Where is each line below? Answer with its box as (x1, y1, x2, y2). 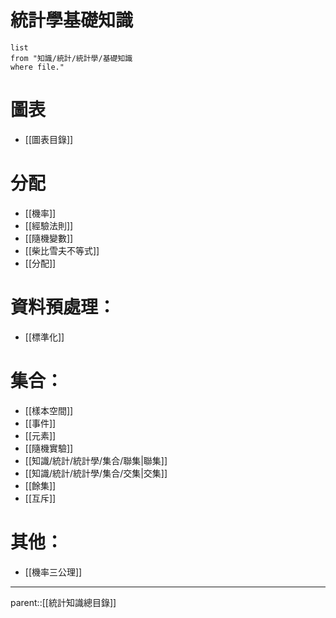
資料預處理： (10, 296, 117, 318)
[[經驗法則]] (24, 219, 74, 231)
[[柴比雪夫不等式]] (24, 244, 100, 256)
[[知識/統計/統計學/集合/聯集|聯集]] (24, 454, 168, 466)
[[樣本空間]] (24, 404, 74, 416)
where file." (10, 62, 65, 72)
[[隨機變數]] (24, 232, 74, 244)
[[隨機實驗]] (24, 442, 74, 454)
